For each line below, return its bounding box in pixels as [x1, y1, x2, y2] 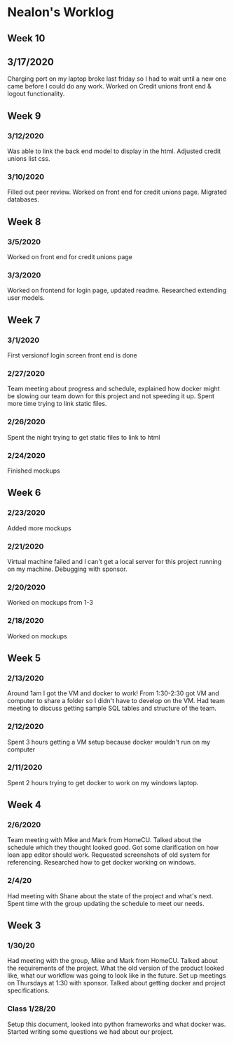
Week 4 [7, 799, 42, 811]
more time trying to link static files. [7, 400, 107, 408]
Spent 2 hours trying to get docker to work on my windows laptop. [7, 778, 199, 787]
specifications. [7, 986, 50, 995]
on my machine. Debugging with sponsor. [7, 565, 128, 573]
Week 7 [7, 314, 41, 326]
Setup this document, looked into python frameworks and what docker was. [7, 1020, 226, 1028]
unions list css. [7, 155, 50, 163]
